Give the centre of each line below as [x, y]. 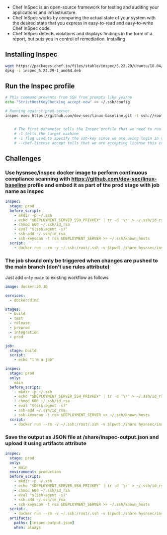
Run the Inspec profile [40, 86]
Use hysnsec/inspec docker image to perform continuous [76, 173]
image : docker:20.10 [27, 286]
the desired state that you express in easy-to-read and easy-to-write [83, 23]
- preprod [20, 328]
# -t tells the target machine [46, 134]
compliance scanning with [38, 178]
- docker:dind [24, 300]
